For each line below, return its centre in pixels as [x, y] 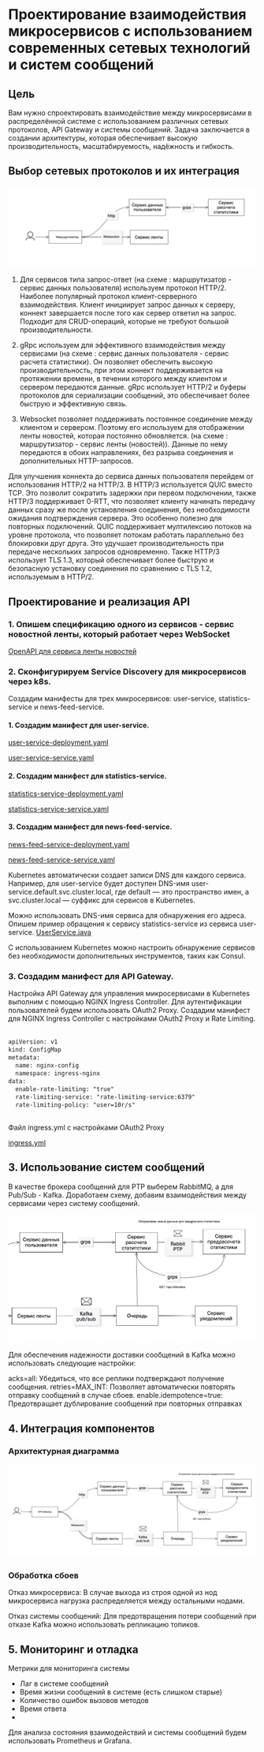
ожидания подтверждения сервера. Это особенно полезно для [115, 518]
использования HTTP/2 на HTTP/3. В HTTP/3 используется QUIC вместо [130, 485]
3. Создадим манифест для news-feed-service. [90, 827]
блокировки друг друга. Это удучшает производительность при [116, 544]
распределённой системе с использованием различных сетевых [118, 121]
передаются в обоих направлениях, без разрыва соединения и [126, 453]
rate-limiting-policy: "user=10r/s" [75, 1105]
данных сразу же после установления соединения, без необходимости [129, 510]
